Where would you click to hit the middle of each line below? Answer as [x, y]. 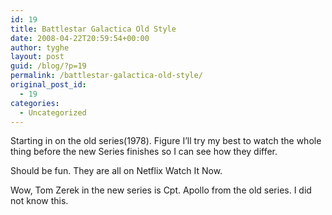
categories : [35, 103]
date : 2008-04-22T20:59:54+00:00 [80, 38]
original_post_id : [48, 85]
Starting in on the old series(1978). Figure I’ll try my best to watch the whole [166, 141]
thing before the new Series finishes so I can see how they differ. [144, 152]
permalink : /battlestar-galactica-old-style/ [106, 76]
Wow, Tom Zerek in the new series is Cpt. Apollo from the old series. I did [161, 190]
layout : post [37, 57]
